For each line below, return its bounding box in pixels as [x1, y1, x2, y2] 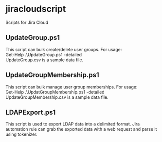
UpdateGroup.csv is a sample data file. [5, 57, 84, 63]
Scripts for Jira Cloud [5, 19, 48, 25]
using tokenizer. [5, 131, 38, 137]
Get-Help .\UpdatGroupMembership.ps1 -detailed [5, 89, 105, 95]
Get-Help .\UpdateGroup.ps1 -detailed [5, 52, 82, 57]
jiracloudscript [5, 3, 66, 15]
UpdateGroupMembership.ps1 [5, 71, 99, 79]
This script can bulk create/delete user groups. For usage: [5, 46, 122, 52]
